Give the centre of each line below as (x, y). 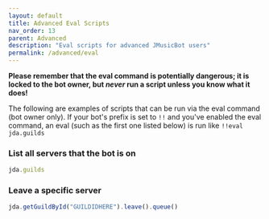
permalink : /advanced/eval (54, 53)
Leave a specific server (55, 191)
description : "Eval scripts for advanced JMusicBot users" (110, 46)
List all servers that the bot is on (72, 153)
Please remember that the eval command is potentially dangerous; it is (129, 76)
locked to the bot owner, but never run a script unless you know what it (129, 84)
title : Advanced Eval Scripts (59, 23)
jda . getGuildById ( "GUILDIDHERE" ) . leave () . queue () (93, 207)
